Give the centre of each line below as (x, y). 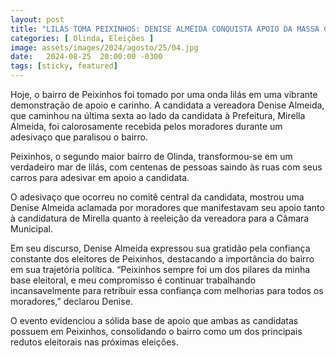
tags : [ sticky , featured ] (64, 66)
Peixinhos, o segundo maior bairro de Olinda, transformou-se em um (151, 156)
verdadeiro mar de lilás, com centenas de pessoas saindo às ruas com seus (166, 167)
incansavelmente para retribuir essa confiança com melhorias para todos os (167, 290)
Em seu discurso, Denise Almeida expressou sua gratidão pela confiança (160, 248)
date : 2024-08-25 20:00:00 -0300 (86, 57)
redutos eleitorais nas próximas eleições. (94, 342)
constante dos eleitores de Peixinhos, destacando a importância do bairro (162, 259)
